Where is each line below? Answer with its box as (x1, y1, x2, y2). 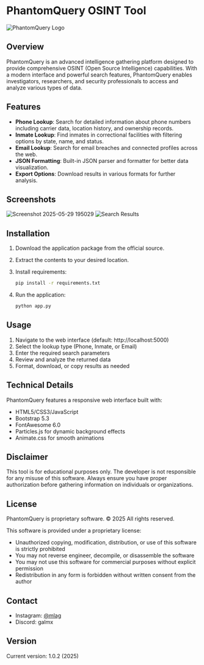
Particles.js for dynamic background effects (15, 427, 125, 435)
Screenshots (6, 194, 56, 205)
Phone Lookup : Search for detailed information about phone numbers (15, 118, 191, 126)
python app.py (15, 303, 51, 309)
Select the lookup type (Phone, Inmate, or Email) (15, 342, 137, 350)
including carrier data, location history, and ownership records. (15, 124, 174, 132)
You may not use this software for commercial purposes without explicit (15, 558, 196, 566)
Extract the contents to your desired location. (15, 257, 129, 264)
